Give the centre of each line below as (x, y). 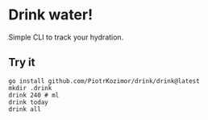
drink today (28, 102)
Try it (22, 62)
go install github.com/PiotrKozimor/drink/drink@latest (104, 81)
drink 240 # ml (34, 95)
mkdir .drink (30, 88)
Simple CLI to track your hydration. (66, 37)
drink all (25, 109)
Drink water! (51, 15)
